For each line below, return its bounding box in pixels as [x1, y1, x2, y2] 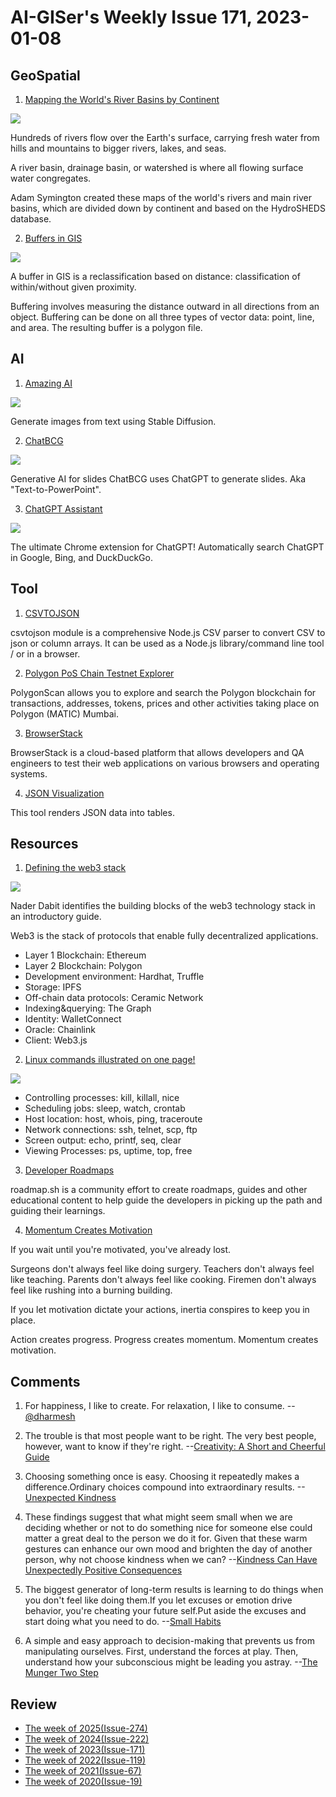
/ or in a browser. [10, 647, 81, 660]
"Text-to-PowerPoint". [10, 483, 102, 495]
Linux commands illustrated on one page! [24, 1054, 196, 1066]
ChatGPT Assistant [24, 502, 103, 515]
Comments [10, 1373, 81, 1390]
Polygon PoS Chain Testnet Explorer [24, 667, 175, 679]
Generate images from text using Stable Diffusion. [10, 415, 217, 427]
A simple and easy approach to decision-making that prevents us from [24, 1635, 315, 1647]
